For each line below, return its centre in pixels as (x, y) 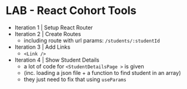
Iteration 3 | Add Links (42, 47)
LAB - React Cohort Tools (71, 11)
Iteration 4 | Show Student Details (57, 60)
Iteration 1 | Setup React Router (53, 27)
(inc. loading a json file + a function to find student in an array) (102, 73)
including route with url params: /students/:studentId (92, 40)
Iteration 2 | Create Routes (48, 34)
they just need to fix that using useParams (75, 79)
